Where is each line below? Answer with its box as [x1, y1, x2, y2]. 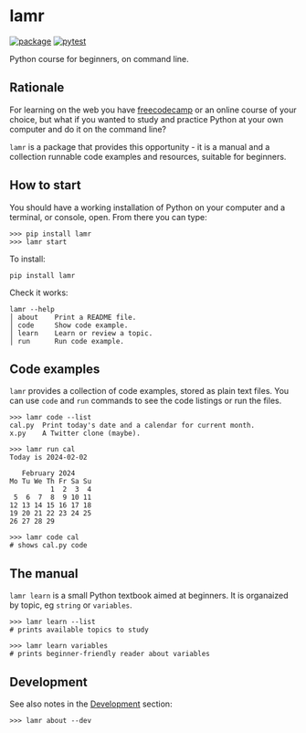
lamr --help [9, 304, 55, 313]
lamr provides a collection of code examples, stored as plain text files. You [9, 386, 290, 397]
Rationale [9, 80, 65, 96]
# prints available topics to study [9, 625, 149, 635]
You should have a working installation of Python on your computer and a [9, 202, 286, 213]
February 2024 [21, 469, 76, 478]
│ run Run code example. [9, 336, 125, 345]
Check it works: [9, 287, 69, 298]
